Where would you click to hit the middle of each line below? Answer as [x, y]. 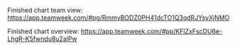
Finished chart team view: [45, 10]
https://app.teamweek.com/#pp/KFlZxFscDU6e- [151, 31]
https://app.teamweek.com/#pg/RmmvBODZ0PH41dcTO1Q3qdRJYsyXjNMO [118, 18]
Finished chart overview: [43, 31]
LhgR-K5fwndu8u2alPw [43, 39]
